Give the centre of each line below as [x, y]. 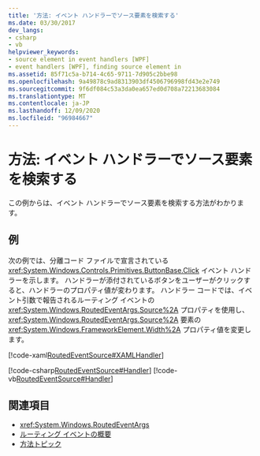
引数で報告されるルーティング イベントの [88, 300]
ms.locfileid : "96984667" [50, 118]
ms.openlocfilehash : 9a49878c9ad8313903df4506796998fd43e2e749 [114, 81]
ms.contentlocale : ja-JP [49, 103]
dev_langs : [26, 30]
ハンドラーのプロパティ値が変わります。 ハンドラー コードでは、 [134, 290]
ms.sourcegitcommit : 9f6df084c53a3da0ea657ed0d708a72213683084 [114, 89]
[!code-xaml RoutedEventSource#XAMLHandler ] [86, 355]
